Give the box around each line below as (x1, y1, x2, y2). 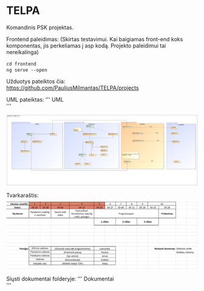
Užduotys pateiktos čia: (6, 77, 66, 85)
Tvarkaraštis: (6, 192, 39, 199)
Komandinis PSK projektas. (6, 24, 74, 31)
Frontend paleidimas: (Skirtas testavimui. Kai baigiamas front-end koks (6, 35, 183, 43)
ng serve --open (6, 67, 47, 73)
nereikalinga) (6, 48, 39, 55)
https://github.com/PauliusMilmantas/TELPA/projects (6, 84, 139, 91)
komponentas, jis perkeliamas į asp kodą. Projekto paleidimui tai (6, 42, 166, 49)
